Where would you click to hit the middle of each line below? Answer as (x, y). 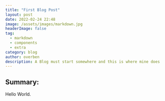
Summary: (22, 82)
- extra (18, 47)
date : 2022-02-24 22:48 (30, 19)
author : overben (22, 57)
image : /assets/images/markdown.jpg (44, 24)
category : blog (21, 52)
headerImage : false (26, 29)
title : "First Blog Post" (32, 10)
